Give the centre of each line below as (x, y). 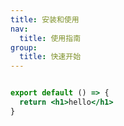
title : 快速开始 (50, 57)
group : (24, 47)
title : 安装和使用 (45, 19)
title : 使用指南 (50, 38)
